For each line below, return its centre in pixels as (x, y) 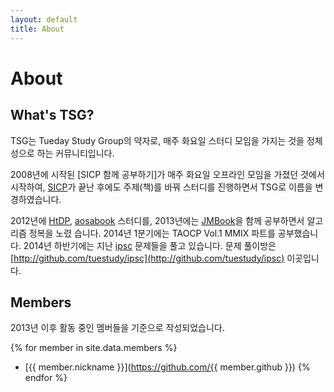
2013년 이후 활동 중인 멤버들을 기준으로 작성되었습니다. (117, 328)
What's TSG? (52, 115)
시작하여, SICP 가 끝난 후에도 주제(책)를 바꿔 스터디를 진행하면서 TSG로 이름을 (161, 187)
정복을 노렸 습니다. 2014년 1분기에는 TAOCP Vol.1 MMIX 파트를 (152, 233)
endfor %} (46, 378)
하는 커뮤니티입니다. (75, 153)
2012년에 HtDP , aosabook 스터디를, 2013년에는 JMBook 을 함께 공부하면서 (157, 220)
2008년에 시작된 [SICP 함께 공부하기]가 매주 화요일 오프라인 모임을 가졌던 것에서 (167, 174)
